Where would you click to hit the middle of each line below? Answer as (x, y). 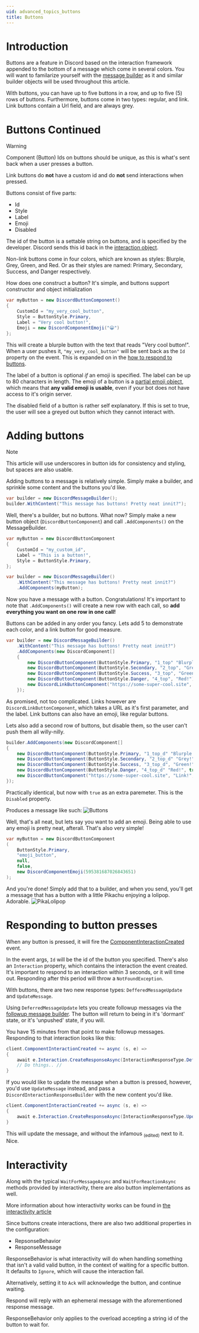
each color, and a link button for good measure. (64, 630)
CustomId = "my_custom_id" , (51, 549)
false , (25, 866)
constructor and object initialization (49, 289)
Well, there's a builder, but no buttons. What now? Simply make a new (91, 515)
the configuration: (28, 1229)
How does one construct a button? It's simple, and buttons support (88, 283)
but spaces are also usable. (40, 470)
